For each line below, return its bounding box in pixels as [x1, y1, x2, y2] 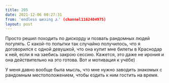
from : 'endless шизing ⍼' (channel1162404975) [5, 17, 106, 22]
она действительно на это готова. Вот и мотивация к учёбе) [5, 57, 136, 63]
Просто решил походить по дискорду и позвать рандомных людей [5, 35, 150, 41]
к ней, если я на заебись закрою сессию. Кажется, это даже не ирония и [5, 52, 164, 58]
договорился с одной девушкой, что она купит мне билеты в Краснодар [5, 46, 162, 52]
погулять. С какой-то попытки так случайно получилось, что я [5, 41, 141, 47]
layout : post [5, 21, 33, 27]
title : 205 [5, 7, 28, 13]
